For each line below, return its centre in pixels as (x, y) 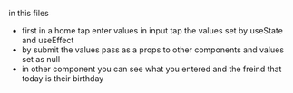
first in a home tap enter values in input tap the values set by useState (152, 30)
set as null (41, 59)
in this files (29, 13)
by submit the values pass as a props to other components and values (153, 50)
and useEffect (48, 40)
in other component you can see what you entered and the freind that (151, 69)
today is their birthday (63, 79)
